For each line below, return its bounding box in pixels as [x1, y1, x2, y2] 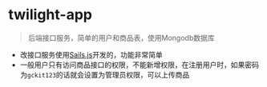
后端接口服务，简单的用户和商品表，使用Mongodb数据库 [27, 33, 215, 42]
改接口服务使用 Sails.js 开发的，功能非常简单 [19, 49, 163, 59]
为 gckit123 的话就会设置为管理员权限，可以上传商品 [19, 69, 190, 79]
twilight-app [8, 6, 92, 24]
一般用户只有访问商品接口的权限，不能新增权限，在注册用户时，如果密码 [19, 60, 259, 69]
